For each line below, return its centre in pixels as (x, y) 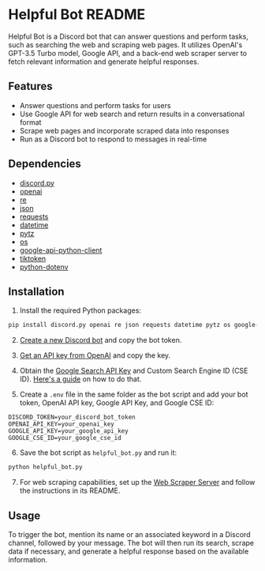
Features (30, 86)
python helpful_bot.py (45, 468)
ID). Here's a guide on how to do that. (80, 379)
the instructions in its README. (70, 490)
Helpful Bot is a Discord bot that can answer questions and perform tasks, (128, 36)
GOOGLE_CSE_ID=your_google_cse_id (65, 438)
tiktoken (33, 258)
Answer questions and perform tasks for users (95, 105)
